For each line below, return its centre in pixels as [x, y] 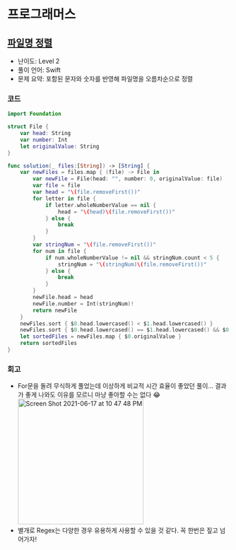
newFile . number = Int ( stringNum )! [83, 304]
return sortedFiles [49, 344]
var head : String [46, 134]
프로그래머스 [42, 14]
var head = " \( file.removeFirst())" [87, 192]
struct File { [28, 127]
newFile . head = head [63, 298]
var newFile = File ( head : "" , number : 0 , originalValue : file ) [128, 179]
